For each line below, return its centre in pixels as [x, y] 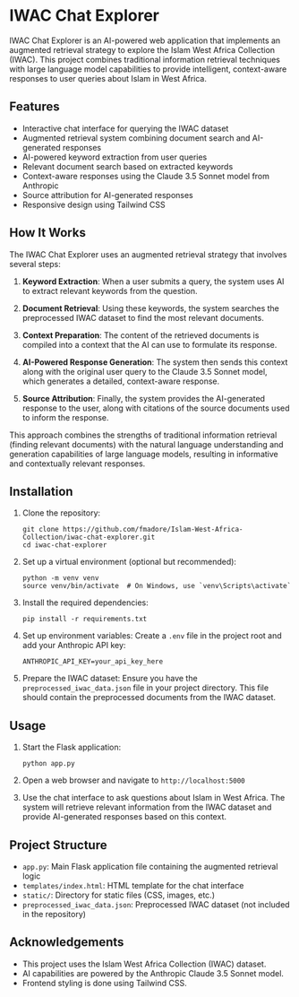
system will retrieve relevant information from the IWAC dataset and [147, 807]
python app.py [48, 764]
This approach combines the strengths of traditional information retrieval [143, 435]
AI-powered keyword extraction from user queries [115, 157]
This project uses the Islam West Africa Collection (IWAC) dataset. [144, 964]
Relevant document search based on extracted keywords [128, 166]
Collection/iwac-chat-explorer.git [89, 538]
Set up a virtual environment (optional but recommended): [129, 562]
